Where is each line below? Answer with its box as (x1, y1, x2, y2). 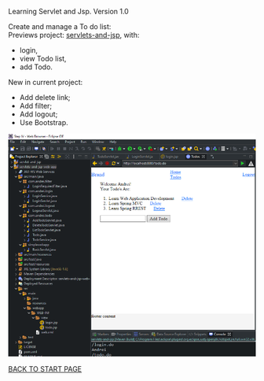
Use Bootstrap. (19, 118, 68, 127)
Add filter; (19, 102, 53, 110)
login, (19, 46, 38, 54)
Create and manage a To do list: (8, 22, 112, 31)
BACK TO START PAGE (8, 364, 82, 374)
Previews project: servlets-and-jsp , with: (8, 31, 140, 39)
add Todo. (19, 62, 53, 72)
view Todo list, (19, 54, 67, 63)
